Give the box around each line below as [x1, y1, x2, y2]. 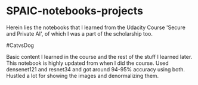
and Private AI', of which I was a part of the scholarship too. [6, 30, 153, 37]
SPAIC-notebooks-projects [6, 4, 144, 18]
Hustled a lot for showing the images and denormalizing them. [6, 72, 159, 79]
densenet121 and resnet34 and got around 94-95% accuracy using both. [6, 65, 185, 73]
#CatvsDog [6, 42, 35, 49]
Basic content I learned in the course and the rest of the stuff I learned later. [6, 53, 193, 60]
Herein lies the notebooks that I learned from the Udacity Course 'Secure [6, 24, 186, 31]
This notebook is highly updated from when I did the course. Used [6, 59, 169, 67]
